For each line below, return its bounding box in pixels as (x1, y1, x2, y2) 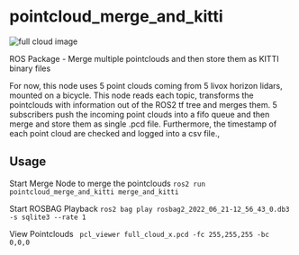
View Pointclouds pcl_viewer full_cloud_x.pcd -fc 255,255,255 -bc (9, 228, 270, 239)
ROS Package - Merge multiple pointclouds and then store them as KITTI (9, 53, 279, 64)
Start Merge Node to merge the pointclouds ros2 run (9, 178, 205, 189)
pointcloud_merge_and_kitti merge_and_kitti (9, 187, 179, 197)
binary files (9, 63, 51, 74)
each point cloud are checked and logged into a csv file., (9, 127, 221, 138)
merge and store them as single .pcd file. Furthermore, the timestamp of (9, 119, 277, 129)
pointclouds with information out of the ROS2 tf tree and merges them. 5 (9, 99, 277, 110)
